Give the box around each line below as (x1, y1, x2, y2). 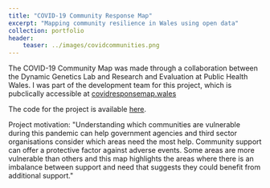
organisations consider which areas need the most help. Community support (8, 137, 262, 146)
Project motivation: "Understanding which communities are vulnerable (8, 120, 241, 130)
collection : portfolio (8, 26, 84, 34)
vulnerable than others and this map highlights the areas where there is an (8, 154, 255, 164)
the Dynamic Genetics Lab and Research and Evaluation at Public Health (8, 72, 248, 82)
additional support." (8, 171, 74, 181)
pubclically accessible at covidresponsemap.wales (8, 89, 177, 98)
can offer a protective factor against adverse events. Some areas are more (8, 146, 255, 155)
